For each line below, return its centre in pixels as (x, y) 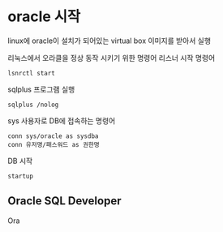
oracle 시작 (44, 17)
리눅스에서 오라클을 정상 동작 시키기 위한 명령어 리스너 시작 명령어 (111, 58)
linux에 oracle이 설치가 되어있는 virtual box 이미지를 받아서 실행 (109, 41)
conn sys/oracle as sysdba (53, 136)
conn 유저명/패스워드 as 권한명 (54, 144)
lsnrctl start (32, 73)
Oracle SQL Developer (64, 201)
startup (21, 176)
